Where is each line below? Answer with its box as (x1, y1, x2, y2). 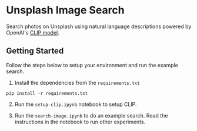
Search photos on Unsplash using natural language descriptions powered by (6, 23, 192, 30)
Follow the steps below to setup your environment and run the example (6, 61, 178, 68)
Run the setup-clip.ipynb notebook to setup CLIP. (14, 101, 137, 108)
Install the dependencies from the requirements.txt (14, 79, 140, 86)
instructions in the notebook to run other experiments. (14, 118, 146, 125)
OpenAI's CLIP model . (6, 29, 60, 36)
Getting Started (6, 46, 64, 56)
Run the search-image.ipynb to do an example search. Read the (14, 112, 168, 119)
